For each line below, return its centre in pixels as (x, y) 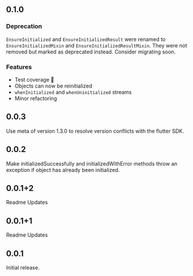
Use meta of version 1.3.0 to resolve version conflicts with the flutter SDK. (95, 131)
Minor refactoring (36, 98)
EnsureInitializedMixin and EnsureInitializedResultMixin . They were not (97, 45)
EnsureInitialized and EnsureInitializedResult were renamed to (86, 39)
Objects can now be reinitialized (53, 86)
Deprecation (24, 26)
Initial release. (23, 268)
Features (19, 67)
